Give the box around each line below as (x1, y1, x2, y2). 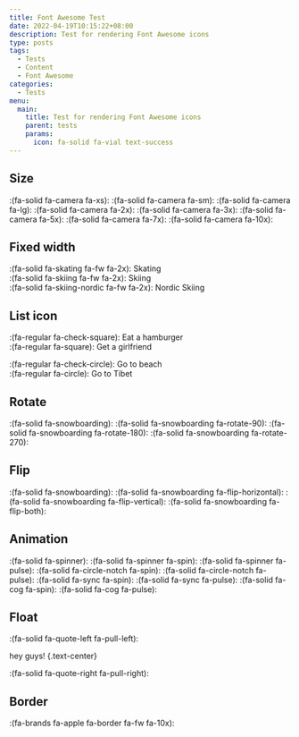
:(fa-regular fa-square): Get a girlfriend (9, 342, 153, 352)
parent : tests (25, 122, 78, 131)
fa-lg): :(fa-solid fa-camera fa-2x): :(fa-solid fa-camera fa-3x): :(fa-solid (9, 204, 274, 215)
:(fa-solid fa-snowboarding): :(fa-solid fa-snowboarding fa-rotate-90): (9, 418, 268, 428)
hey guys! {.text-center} (9, 650, 98, 662)
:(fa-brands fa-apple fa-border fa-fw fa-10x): (9, 717, 175, 729)
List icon (9, 308, 58, 323)
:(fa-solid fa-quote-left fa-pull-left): (9, 633, 139, 644)
